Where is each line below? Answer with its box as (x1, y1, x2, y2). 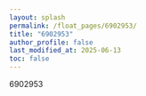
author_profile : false (9, 37, 93, 47)
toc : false (9, 54, 50, 63)
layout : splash (9, 12, 66, 22)
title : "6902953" (9, 29, 74, 38)
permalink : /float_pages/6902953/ (9, 21, 138, 30)
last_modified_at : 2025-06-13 (9, 46, 122, 55)
